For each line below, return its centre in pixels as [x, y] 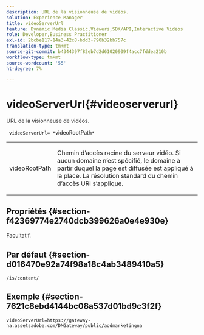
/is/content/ [23, 278]
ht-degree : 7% [24, 69]
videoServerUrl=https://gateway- [49, 320]
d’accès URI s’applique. [90, 183]
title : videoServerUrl [35, 23]
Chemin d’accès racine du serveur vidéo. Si [119, 153]
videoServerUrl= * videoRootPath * [52, 133]
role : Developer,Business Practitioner [57, 35]
